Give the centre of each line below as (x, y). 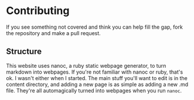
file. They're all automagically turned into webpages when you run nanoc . (94, 90)
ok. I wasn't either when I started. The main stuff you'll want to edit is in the (97, 78)
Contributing (38, 11)
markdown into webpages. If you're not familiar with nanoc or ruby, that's (95, 72)
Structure (24, 52)
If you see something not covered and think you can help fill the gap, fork (94, 27)
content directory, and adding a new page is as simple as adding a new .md (97, 84)
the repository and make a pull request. (53, 33)
